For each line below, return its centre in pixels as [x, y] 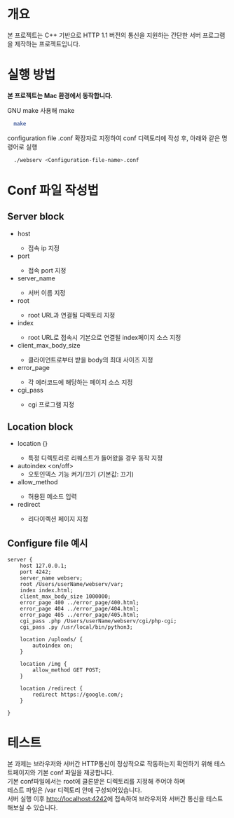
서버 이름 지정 [47, 292]
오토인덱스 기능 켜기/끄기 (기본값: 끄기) [81, 475]
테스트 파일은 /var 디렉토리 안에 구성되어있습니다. [75, 790]
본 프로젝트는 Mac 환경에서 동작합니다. [60, 95]
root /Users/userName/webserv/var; [72, 585]
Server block [36, 217]
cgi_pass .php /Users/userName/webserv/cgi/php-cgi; [98, 621]
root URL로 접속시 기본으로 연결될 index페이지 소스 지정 [104, 337]
